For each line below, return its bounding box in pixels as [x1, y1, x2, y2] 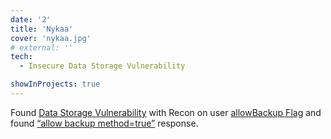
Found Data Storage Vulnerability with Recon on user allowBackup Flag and [10, 106, 322, 118]
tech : [10, 52, 33, 62]
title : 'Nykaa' [10, 24, 74, 34]
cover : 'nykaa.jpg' [10, 33, 92, 43]
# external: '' [10, 42, 74, 53]
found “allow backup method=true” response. [10, 117, 199, 129]
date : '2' [10, 14, 52, 25]
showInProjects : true [10, 79, 101, 90]
